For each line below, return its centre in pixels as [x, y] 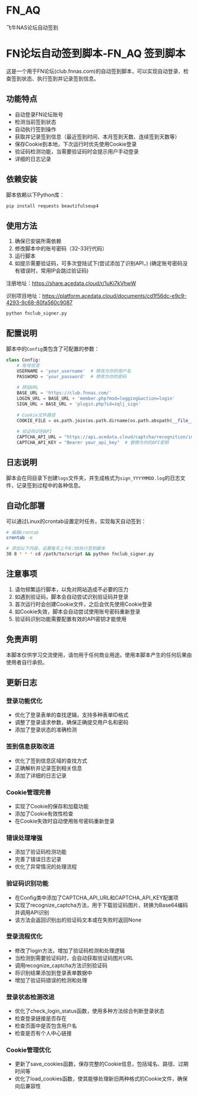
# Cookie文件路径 [36, 415]
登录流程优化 [24, 936]
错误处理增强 [24, 837]
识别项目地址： [24, 296]
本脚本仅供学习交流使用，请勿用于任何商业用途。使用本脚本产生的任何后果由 [99, 654]
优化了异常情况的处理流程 [46, 867]
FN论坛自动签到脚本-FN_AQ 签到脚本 [96, 54]
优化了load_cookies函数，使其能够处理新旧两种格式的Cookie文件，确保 [101, 1079]
